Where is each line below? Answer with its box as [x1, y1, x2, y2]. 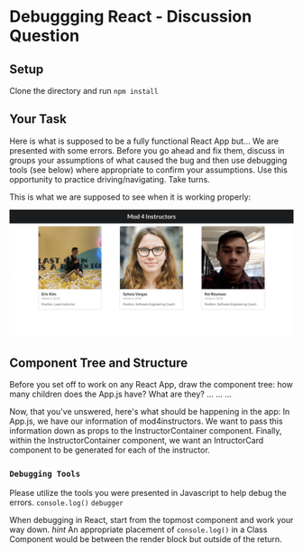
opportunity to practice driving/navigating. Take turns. [9, 173, 210, 184]
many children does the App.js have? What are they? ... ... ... [9, 388, 233, 399]
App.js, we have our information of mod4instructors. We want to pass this [9, 416, 283, 426]
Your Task [9, 111, 68, 127]
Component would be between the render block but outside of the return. [9, 534, 282, 545]
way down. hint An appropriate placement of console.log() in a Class [9, 524, 268, 535]
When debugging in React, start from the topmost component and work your [9, 515, 294, 526]
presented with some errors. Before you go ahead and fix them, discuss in [9, 145, 285, 155]
